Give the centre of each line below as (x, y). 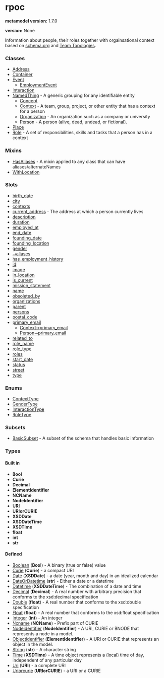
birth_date (23, 196)
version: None (20, 30)
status (19, 365)
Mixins (13, 151)
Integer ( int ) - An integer (37, 618)
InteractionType (28, 409)
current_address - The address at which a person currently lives (78, 211)
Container (23, 75)
